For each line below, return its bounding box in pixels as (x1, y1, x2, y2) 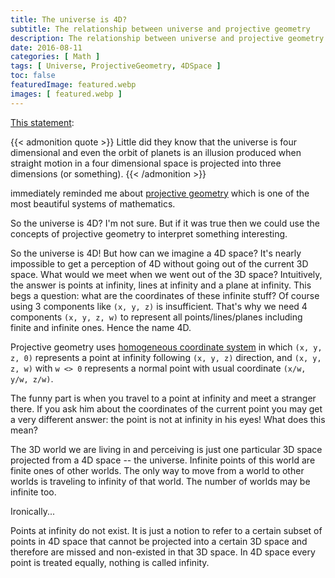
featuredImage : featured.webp (10, 80, 137, 90)
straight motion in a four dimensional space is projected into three (10, 157, 282, 169)
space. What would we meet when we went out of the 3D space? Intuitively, (10, 268, 323, 280)
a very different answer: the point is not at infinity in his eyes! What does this (10, 413, 326, 425)
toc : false (10, 71, 56, 81)
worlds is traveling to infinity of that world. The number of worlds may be (10, 475, 311, 487)
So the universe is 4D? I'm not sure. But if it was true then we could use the (10, 217, 321, 229)
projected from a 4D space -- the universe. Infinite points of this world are (10, 454, 316, 466)
